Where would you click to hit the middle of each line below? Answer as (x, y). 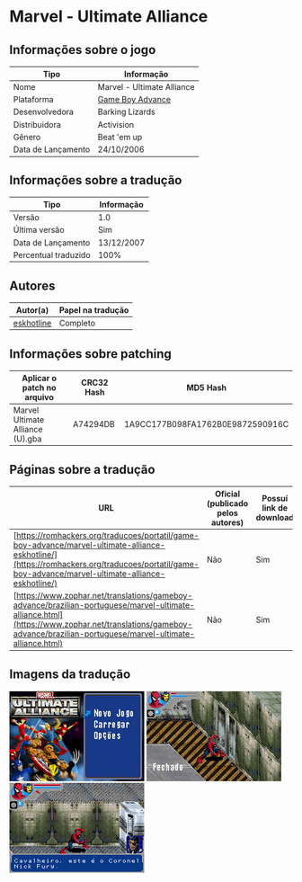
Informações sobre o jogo (83, 50)
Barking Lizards (126, 112)
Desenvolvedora (44, 112)
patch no (39, 388)
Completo (77, 323)
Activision (116, 124)
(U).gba (27, 439)
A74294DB (94, 424)
